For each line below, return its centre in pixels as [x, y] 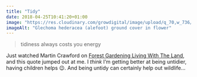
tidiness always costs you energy [61, 44]
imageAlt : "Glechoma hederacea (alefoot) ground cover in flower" [89, 28]
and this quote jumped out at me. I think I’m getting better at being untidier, [96, 62]
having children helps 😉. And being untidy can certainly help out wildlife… [96, 68]
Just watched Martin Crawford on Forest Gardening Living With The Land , [95, 55]
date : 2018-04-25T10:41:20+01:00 [47, 17]
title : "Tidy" [23, 11]
